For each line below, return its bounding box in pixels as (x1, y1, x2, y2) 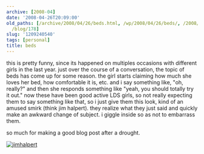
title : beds (6, 43, 36, 49)
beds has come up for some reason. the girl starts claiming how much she (6, 72, 192, 79)
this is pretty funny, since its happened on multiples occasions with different (6, 59, 197, 67)
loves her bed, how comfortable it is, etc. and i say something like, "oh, (6, 78, 183, 85)
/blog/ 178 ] (12, 25, 39, 32)
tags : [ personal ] (6, 37, 50, 43)
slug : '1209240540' (6, 32, 56, 38)
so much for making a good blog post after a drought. (6, 129, 141, 136)
